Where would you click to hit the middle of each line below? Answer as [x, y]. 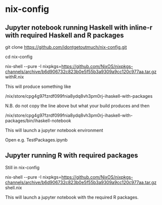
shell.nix [14, 188]
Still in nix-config [22, 167]
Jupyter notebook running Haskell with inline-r [79, 28]
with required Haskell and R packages [65, 35]
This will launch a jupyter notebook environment [54, 130]
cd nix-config [19, 57]
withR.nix [15, 77]
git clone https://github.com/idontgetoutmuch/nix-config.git [66, 47]
